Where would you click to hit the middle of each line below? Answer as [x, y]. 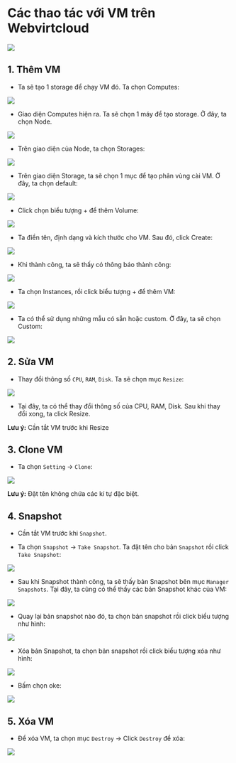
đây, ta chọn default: [47, 183]
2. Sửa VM [31, 362]
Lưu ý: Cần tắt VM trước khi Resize [58, 427]
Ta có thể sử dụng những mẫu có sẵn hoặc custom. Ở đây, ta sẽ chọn [119, 318]
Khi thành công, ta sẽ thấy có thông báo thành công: [94, 264]
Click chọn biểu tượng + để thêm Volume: [78, 210]
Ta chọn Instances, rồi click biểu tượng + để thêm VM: [96, 291]
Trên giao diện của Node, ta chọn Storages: [81, 148]
